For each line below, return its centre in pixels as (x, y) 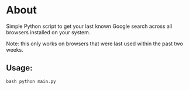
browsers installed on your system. (48, 32)
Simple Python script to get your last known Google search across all (89, 26)
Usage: (20, 68)
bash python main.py (31, 81)
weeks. (15, 49)
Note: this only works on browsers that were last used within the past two (94, 44)
